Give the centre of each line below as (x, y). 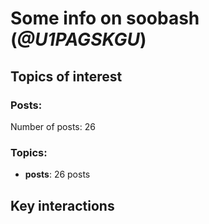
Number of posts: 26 (53, 126)
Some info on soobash (105, 18)
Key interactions (62, 205)
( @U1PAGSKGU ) (78, 39)
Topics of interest (66, 76)
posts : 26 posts (57, 174)
